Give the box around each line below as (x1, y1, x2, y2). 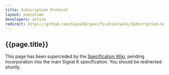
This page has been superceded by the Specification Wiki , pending (5, 53, 145, 59)
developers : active (5, 17, 46, 22)
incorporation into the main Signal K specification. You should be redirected (5, 59, 162, 65)
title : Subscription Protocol (5, 7, 69, 13)
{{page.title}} (5, 40, 49, 48)
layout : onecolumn (5, 12, 44, 17)
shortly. (5, 64, 21, 70)
